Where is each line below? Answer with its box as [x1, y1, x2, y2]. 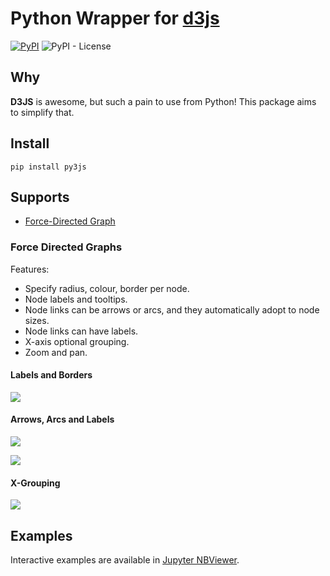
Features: [10, 263, 50, 275]
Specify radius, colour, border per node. [24, 282, 190, 294]
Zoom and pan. [24, 346, 88, 358]
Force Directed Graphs [10, 240, 123, 254]
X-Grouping [10, 477, 61, 489]
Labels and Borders [10, 369, 93, 381]
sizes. [24, 314, 50, 326]
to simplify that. [10, 106, 75, 118]
